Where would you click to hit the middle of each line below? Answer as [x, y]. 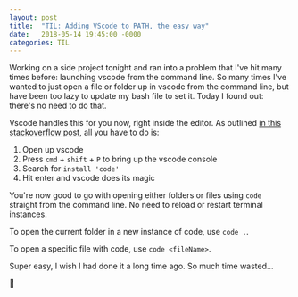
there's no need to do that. [58, 106]
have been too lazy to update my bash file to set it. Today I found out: [137, 96]
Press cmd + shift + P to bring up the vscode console [120, 159]
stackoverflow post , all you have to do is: [84, 132]
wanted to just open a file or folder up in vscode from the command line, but [149, 87]
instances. [28, 214]
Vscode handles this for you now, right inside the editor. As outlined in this [145, 123]
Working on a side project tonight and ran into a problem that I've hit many [146, 68]
